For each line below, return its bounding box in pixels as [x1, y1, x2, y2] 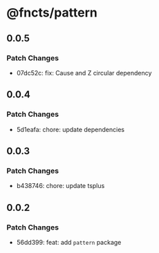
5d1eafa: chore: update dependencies [16, 125, 125, 133]
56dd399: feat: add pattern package [16, 238, 122, 246]
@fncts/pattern [6, 5, 97, 21]
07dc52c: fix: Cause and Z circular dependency [16, 68, 152, 77]
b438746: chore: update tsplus [16, 182, 105, 190]
